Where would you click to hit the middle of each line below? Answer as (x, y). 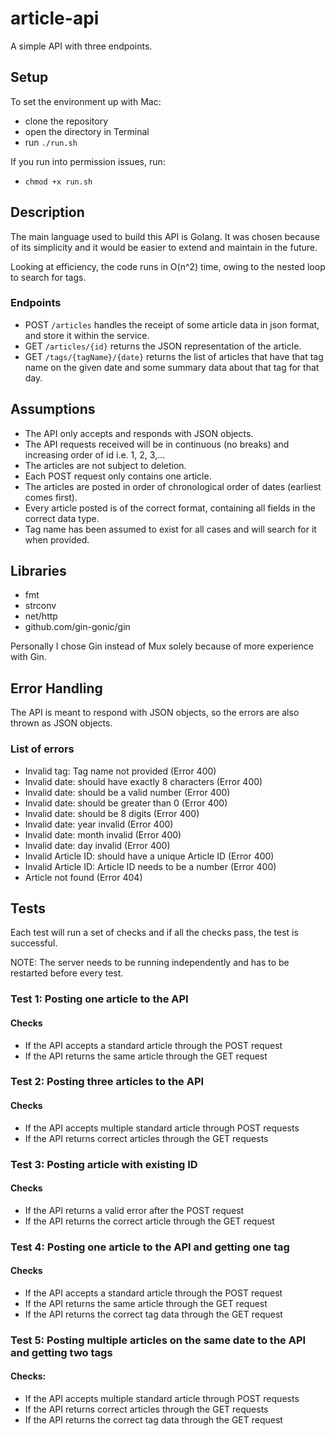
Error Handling (56, 688)
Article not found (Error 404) (83, 877)
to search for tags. (48, 277)
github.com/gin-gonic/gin (77, 627)
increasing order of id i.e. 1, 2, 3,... (95, 454)
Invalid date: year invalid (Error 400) (99, 824)
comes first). (51, 497)
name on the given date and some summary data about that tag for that (172, 367)
